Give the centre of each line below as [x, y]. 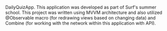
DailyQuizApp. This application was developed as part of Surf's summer [81, 7]
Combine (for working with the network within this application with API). [81, 23]
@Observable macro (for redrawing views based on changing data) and [81, 18]
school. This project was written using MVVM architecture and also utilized [84, 12]
